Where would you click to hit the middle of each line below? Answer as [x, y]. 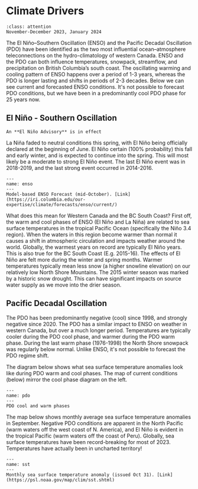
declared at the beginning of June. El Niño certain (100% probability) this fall [99, 149]
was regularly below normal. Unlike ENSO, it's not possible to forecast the [96, 349]
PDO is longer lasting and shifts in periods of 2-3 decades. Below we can [95, 81]
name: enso [20, 184]
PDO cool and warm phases [38, 406]
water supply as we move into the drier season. [64, 285]
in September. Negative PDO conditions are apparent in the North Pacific [95, 423]
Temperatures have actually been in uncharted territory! [74, 448]
